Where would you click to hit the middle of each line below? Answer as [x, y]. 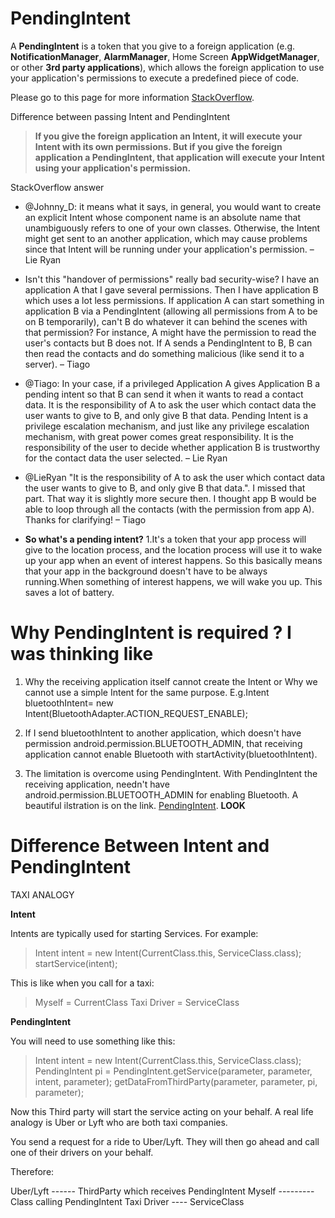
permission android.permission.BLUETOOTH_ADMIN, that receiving [163, 743]
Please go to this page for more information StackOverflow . [132, 97]
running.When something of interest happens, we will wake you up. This [173, 581]
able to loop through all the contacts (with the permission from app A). [169, 509]
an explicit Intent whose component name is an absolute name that [163, 217]
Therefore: [32, 1171]
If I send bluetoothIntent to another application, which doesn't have [163, 733]
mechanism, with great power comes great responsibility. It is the [159, 436]
